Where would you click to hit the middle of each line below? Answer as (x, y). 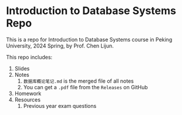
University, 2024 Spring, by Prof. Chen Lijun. (60, 46)
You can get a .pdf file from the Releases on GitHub (85, 87)
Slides (22, 68)
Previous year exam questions (60, 106)
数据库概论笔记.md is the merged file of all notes (78, 81)
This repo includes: (29, 57)
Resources (28, 99)
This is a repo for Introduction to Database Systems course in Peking (89, 39)
